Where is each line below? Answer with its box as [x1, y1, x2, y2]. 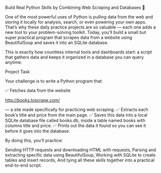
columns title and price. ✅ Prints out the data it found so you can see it [5, 123, 146, 128]
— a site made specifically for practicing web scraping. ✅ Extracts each [5, 107, 149, 112]
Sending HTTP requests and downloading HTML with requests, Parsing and [5, 147, 156, 153]
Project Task [5, 69, 30, 75]
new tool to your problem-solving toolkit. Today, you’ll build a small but [5, 30, 146, 35]
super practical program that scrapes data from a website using [5, 34, 132, 40]
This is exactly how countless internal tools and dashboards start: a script [5, 49, 152, 55]
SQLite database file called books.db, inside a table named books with [5, 118, 145, 123]
